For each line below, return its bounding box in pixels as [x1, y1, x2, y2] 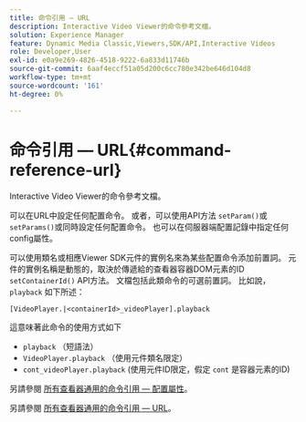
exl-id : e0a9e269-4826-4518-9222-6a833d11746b [9, 56, 190, 65]
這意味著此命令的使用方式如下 [9, 322, 121, 333]
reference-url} [9, 160, 122, 180]
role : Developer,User [9, 47, 92, 57]
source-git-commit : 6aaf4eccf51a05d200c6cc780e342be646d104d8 [9, 65, 251, 74]
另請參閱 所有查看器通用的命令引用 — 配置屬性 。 [9, 384, 193, 395]
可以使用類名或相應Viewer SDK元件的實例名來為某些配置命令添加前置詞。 [9, 252, 287, 263]
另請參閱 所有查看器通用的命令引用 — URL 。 [9, 403, 176, 414]
